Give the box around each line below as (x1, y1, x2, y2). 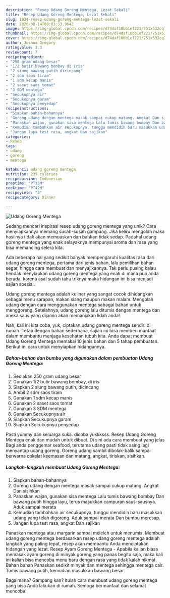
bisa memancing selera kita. (6, 244, 64, 251)
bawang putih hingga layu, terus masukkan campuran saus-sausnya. (13, 499, 156, 505)
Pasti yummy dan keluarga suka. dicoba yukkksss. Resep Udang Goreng (6, 431, 156, 437)
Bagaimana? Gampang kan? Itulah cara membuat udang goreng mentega (6, 577, 158, 583)
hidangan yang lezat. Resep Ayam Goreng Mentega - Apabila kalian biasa (6, 546, 158, 552)
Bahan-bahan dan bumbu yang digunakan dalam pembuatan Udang (6, 355, 153, 361)
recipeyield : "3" (6, 190, 42, 195)
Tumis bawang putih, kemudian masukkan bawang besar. (6, 567, 125, 573)
